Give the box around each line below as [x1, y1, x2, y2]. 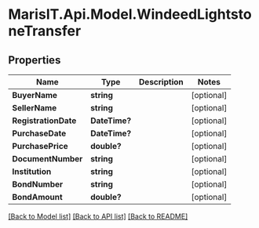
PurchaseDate [12, 128, 67, 139]
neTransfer [8, 22, 82, 40]
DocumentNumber [12, 154, 83, 164]
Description [138, 77, 184, 87]
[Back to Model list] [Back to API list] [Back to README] [8, 212, 188, 221]
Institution [12, 166, 52, 177]
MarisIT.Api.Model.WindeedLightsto [8, 5, 253, 24]
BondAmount [12, 192, 63, 202]
